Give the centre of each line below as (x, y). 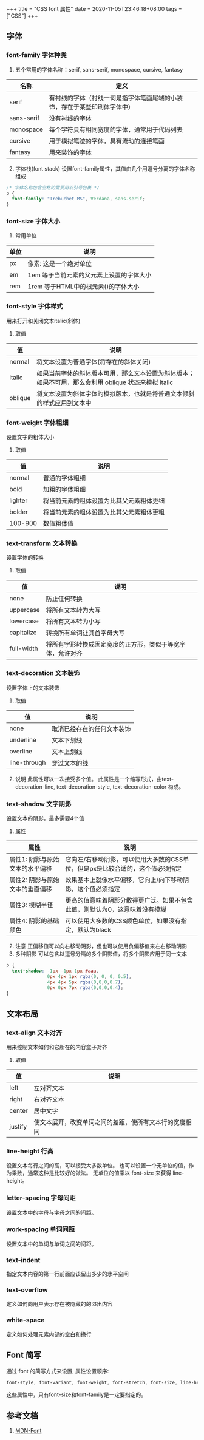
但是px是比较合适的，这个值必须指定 (130, 868)
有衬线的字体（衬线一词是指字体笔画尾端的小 (113, 98)
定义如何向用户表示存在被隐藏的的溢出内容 (59, 1304)
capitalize (23, 633)
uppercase (25, 610)
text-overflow (27, 1290)
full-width (24, 648)
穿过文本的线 (70, 762)
